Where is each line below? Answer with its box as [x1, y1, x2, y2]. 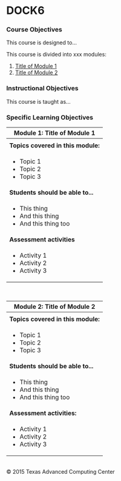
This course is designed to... [6, 39, 77, 46]
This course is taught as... [6, 98, 71, 105]
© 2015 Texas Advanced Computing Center [6, 468, 115, 476]
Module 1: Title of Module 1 [14, 129, 96, 137]
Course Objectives [6, 25, 62, 34]
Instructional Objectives [6, 84, 79, 93]
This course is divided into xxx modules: [6, 51, 107, 58]
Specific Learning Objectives [6, 113, 94, 121]
